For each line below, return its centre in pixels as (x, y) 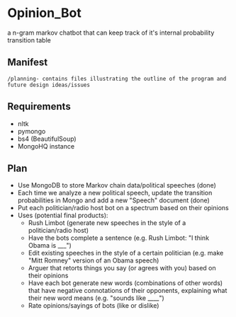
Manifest (28, 63)
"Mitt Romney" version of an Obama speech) (94, 260)
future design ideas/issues (49, 85)
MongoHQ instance (46, 146)
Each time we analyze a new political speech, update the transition (115, 193)
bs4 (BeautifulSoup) (47, 139)
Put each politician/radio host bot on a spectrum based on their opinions (123, 208)
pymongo (32, 131)
